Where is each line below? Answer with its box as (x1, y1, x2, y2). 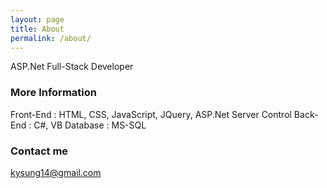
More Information (10, 86, 97, 100)
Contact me (10, 144, 69, 158)
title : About (10, 24, 65, 34)
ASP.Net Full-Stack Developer (10, 61, 134, 73)
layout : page (10, 14, 65, 25)
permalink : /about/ (10, 33, 92, 43)
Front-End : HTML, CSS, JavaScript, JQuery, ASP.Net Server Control (10, 108, 292, 120)
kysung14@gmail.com (10, 166, 102, 178)
